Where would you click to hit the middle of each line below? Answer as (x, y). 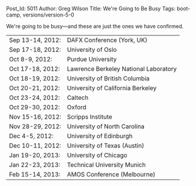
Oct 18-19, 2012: (35, 78)
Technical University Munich (106, 165)
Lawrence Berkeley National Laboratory (122, 69)
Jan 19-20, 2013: (35, 155)
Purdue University (92, 59)
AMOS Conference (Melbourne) (111, 174)
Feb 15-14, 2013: (35, 174)
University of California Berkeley (112, 88)
